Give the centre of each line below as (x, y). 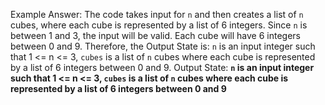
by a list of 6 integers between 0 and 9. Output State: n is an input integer (162, 67)
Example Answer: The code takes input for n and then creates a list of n (157, 14)
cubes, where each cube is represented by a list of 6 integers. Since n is (159, 25)
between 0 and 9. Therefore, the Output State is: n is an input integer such (163, 46)
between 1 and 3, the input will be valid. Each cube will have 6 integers (155, 35)
